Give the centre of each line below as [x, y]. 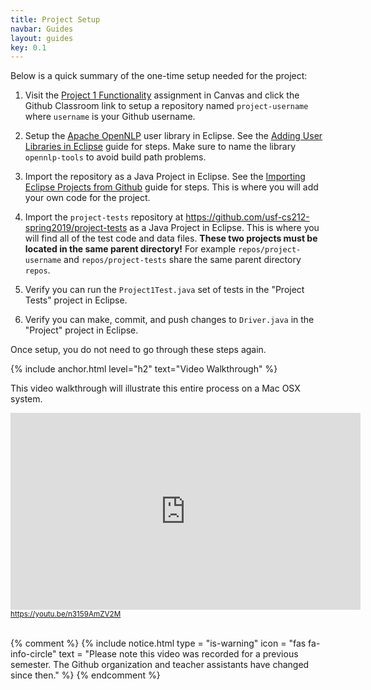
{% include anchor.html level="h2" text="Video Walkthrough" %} [144, 369]
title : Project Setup [55, 19]
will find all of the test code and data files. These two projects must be [171, 238]
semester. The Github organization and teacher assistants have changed [160, 665]
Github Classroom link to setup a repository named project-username [166, 106]
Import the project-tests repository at [104, 217]
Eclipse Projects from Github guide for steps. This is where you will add [171, 187]
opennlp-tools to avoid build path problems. [115, 157]
